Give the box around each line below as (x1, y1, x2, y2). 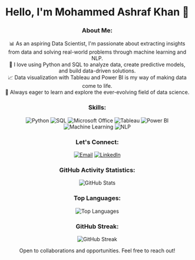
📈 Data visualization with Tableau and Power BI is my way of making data (8, 74, 187, 81)
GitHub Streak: (75, 222, 119, 231)
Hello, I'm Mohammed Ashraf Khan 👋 (5, 5, 190, 19)
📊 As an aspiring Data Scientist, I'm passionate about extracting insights (9, 40, 186, 47)
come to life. (82, 83, 113, 90)
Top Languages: (74, 194, 121, 202)
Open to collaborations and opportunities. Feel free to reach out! (19, 247, 176, 254)
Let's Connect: (75, 138, 119, 146)
